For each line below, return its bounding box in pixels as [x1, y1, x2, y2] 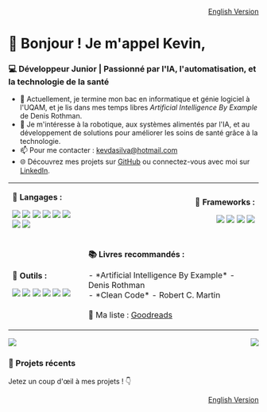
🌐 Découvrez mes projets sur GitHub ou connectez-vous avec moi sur [19, 157, 250, 166]
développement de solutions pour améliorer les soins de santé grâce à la [19, 128, 258, 138]
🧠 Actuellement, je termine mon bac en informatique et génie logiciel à [19, 95, 250, 104]
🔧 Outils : [12, 270, 48, 281]
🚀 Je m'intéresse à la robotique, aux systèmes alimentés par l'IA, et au [19, 119, 250, 130]
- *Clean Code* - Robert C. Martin [87, 290, 221, 301]
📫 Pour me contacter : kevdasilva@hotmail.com [19, 146, 178, 155]
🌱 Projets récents [8, 358, 76, 369]
